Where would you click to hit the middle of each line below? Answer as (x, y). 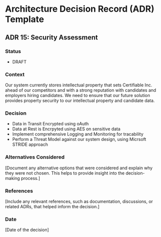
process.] (31, 178)
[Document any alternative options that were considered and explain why (79, 168)
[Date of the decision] (27, 230)
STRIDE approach (30, 144)
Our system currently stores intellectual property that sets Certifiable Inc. (79, 85)
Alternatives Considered (35, 157)
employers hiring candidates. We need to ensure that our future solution (78, 96)
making (13, 178)
